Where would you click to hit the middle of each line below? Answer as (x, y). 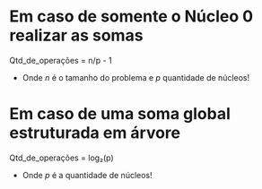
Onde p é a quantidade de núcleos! (87, 175)
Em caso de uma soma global (120, 114)
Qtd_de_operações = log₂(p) (61, 158)
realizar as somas (76, 35)
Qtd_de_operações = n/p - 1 (61, 60)
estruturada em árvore (95, 133)
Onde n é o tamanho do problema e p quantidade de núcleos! (136, 77)
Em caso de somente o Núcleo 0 (131, 17)
